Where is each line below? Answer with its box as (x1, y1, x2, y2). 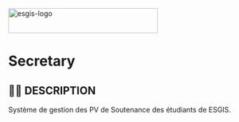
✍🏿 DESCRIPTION (8, 84, 96, 97)
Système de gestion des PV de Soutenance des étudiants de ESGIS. (8, 105, 231, 114)
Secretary (8, 52, 76, 70)
